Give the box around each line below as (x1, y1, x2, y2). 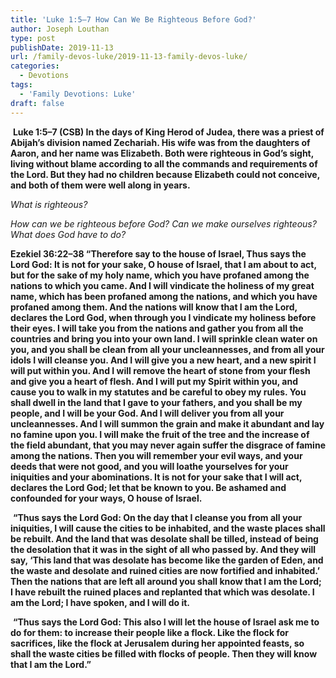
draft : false (10, 98, 65, 108)
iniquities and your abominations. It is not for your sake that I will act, (10, 471, 303, 483)
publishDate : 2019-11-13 (10, 42, 114, 53)
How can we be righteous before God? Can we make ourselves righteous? (10, 217, 317, 230)
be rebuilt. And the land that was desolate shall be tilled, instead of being (10, 532, 319, 545)
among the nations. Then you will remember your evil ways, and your (10, 449, 303, 461)
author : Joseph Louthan (10, 24, 110, 34)
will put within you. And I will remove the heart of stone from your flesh (10, 364, 311, 376)
